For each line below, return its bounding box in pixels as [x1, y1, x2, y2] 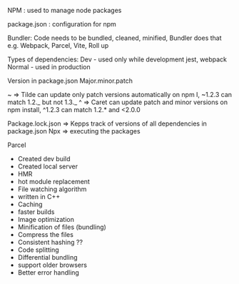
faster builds [17, 208, 55, 216]
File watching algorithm [17, 185, 87, 193]
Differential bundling [17, 253, 78, 261]
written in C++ [17, 193, 61, 201]
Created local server [17, 162, 78, 171]
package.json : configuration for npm [7, 20, 116, 28]
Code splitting [17, 245, 59, 254]
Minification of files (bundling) [17, 223, 107, 231]
